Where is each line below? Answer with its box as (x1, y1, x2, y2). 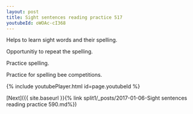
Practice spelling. (6, 59, 49, 67)
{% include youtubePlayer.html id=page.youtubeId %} (6, 83, 141, 90)
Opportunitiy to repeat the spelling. (6, 48, 93, 55)
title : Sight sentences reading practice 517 (6, 14, 122, 20)
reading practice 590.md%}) (6, 101, 77, 108)
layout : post (6, 8, 39, 15)
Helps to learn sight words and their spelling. (6, 37, 118, 44)
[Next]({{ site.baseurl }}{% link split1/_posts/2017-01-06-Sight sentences (6, 94, 188, 102)
